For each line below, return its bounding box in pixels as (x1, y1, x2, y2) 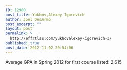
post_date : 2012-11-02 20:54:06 (5, 45, 73, 50)
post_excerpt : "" (5, 21, 42, 27)
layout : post (5, 26, 33, 31)
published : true (5, 41, 39, 46)
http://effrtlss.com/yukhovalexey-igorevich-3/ (10, 36, 112, 41)
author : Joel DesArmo (5, 17, 51, 22)
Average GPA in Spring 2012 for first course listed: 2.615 (5, 59, 122, 65)
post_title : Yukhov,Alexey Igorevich (5, 12, 85, 17)
